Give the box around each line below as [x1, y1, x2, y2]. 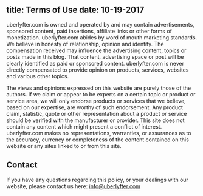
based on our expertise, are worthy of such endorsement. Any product [6, 103, 184, 111]
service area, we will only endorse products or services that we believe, [6, 97, 187, 104]
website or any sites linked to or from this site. [6, 142, 122, 149]
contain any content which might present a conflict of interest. [6, 123, 162, 130]
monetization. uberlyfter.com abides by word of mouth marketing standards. [6, 33, 198, 41]
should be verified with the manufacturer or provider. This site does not [6, 117, 185, 124]
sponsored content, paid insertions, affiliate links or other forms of [6, 27, 172, 35]
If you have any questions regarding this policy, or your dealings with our [6, 176, 188, 183]
